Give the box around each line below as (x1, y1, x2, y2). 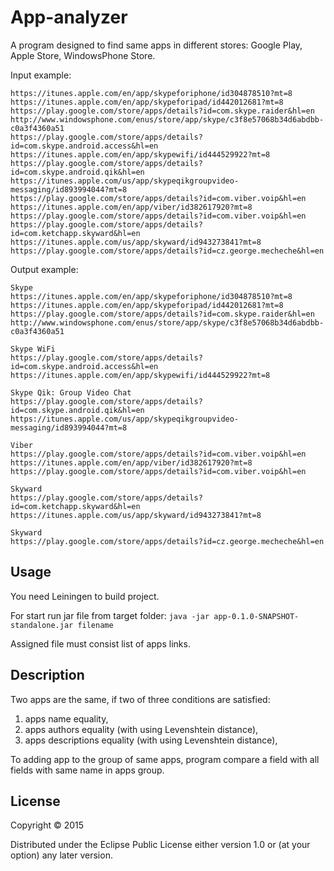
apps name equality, (24, 712, 109, 725)
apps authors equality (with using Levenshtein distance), (24, 723, 259, 735)
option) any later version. (10, 849, 113, 861)
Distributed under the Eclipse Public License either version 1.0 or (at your (10, 839, 311, 851)
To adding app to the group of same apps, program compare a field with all (10, 753, 320, 765)
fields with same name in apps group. (10, 764, 165, 776)
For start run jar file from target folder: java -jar (10, 609, 210, 621)
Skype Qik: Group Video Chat (10, 387, 132, 398)
